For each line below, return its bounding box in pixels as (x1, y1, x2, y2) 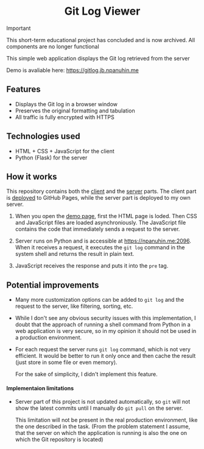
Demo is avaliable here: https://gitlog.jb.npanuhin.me (6, 66, 139, 74)
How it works (6, 171, 57, 181)
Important (6, 24, 31, 32)
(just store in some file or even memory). (15, 359, 118, 366)
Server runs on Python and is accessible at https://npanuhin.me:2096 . (15, 237, 192, 245)
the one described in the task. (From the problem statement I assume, (15, 423, 191, 430)
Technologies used (6, 131, 80, 142)
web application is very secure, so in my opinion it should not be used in (15, 327, 197, 335)
